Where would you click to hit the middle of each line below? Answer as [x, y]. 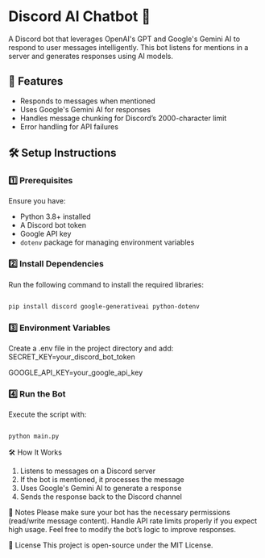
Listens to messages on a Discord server [87, 471]
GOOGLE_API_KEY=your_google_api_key [76, 372]
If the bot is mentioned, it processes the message [102, 480]
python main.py [34, 436]
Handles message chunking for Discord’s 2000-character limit [123, 118]
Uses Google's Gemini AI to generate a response [101, 489]
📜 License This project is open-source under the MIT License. [111, 545]
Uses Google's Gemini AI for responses [85, 109]
